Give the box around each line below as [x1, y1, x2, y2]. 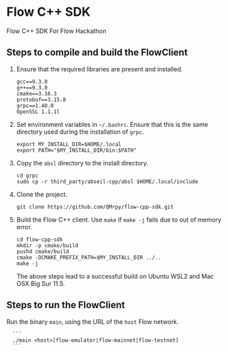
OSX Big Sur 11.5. [16, 279, 65, 288]
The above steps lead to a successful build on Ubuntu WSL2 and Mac [16, 272, 214, 280]
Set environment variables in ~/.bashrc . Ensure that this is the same [16, 120, 209, 128]
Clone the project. [16, 190, 68, 198]
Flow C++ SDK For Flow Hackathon [6, 27, 107, 35]
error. [16, 222, 32, 231]
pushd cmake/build [16, 248, 69, 255]
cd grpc [16, 172, 38, 179]
